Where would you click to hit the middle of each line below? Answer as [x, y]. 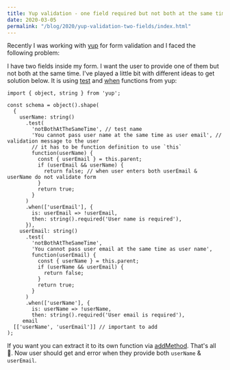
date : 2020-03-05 [32, 20]
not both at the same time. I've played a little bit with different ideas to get [111, 73]
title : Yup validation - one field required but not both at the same [110, 13]
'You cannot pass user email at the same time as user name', [122, 249]
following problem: [34, 53]
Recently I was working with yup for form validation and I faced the [102, 46]
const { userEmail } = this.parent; [90, 159]
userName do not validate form [52, 177]
